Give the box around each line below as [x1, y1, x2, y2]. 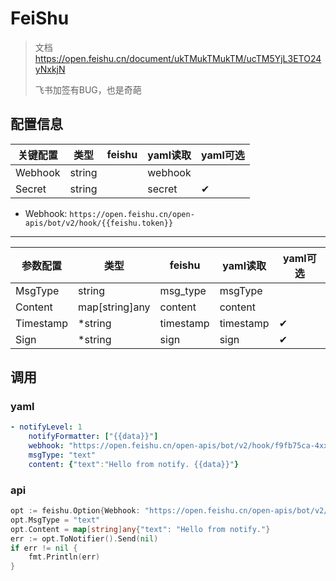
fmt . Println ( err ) [28, 552, 101, 562]
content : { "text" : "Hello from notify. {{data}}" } [28, 459, 240, 469]
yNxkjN [34, 63, 66, 75]
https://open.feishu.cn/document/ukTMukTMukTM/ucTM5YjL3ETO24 [34, 52, 322, 64]
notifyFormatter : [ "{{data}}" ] [28, 432, 159, 442]
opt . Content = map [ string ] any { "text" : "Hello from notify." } [10, 524, 271, 534]
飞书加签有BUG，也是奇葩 [34, 83, 142, 96]
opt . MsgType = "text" [10, 515, 101, 525]
